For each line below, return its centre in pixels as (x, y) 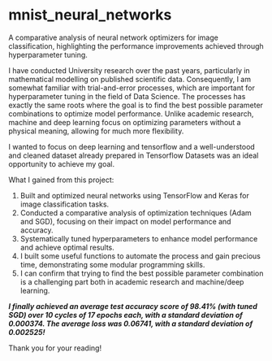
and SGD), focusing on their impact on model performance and (125, 221)
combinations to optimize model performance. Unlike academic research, (131, 113)
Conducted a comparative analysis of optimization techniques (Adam (136, 212)
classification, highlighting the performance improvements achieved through (136, 46)
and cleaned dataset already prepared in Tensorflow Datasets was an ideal (134, 155)
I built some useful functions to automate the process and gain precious (140, 256)
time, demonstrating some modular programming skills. (112, 264)
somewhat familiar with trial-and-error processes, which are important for (132, 88)
